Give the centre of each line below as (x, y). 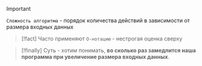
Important (19, 9)
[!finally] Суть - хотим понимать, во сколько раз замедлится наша (109, 50)
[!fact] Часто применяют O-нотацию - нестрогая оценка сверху (102, 38)
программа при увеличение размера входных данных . (95, 57)
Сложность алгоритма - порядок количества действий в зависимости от (98, 20)
